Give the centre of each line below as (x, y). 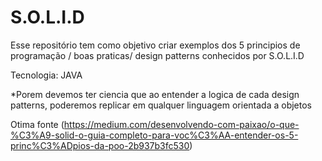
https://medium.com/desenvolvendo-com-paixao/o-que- (181, 124)
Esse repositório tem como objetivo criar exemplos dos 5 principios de (155, 45)
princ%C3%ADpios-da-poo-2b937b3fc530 (100, 145)
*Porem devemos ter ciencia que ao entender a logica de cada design (155, 94)
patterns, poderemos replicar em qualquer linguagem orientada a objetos (161, 105)
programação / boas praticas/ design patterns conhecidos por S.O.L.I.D (157, 55)
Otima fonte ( (37, 124)
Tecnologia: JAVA (46, 75)
